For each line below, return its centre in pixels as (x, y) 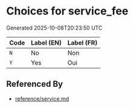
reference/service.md (42, 98)
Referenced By (35, 84)
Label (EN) (46, 42)
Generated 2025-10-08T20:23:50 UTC (54, 28)
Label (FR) (82, 42)
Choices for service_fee (67, 11)
